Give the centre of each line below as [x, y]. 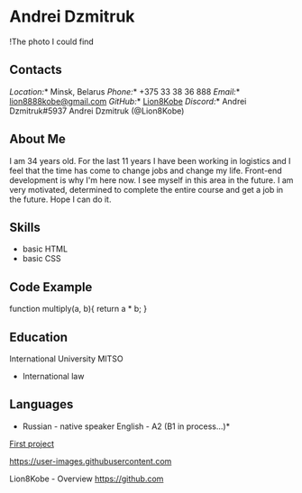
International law [53, 376]
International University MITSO [66, 359]
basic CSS [41, 259]
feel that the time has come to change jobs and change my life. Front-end [146, 170]
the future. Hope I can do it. [60, 199]
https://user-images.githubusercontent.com [91, 461]
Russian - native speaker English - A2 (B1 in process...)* [126, 426]
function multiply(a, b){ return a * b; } [78, 309]
